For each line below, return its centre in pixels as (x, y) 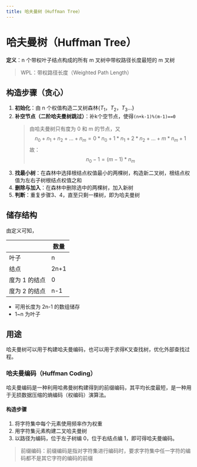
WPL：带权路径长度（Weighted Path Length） (76, 72)
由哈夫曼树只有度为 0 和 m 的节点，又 (75, 129)
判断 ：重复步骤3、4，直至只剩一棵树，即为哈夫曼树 (77, 195)
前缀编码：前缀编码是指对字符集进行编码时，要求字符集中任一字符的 (103, 451)
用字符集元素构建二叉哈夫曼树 (51, 431)
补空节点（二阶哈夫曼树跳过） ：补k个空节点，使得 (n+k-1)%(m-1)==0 (95, 116)
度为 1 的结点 (27, 280)
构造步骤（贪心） (37, 93)
